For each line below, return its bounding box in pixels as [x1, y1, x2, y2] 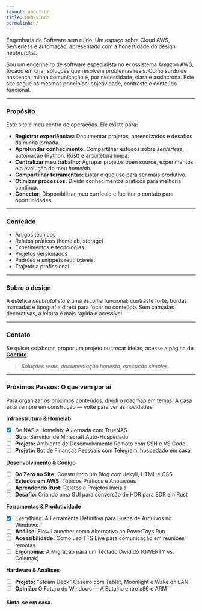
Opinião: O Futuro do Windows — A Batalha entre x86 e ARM [14, 585, 167, 592]
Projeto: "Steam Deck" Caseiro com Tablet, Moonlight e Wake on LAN [14, 578, 189, 585]
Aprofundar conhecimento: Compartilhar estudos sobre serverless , [14, 145, 185, 152]
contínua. [14, 184, 38, 191]
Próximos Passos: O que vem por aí [6, 383, 111, 391]
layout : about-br [6, 8, 50, 15]
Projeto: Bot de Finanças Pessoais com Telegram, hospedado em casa [14, 447, 191, 454]
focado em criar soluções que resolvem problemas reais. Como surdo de [6, 67, 188, 75]
